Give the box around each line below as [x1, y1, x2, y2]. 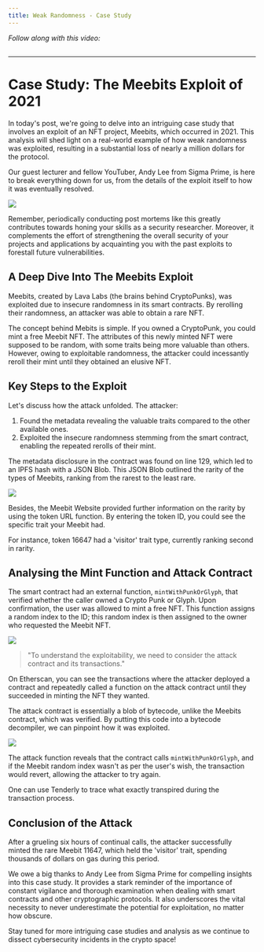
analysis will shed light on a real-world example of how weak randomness [8, 135, 247, 144]
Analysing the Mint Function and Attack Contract [8, 566, 253, 579]
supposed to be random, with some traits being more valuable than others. [8, 340, 250, 349]
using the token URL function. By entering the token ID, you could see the [8, 511, 246, 521]
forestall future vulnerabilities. [8, 247, 104, 257]
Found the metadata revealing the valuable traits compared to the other [19, 415, 251, 426]
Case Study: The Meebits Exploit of [8, 76, 244, 94]
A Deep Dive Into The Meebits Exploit [8, 270, 194, 284]
